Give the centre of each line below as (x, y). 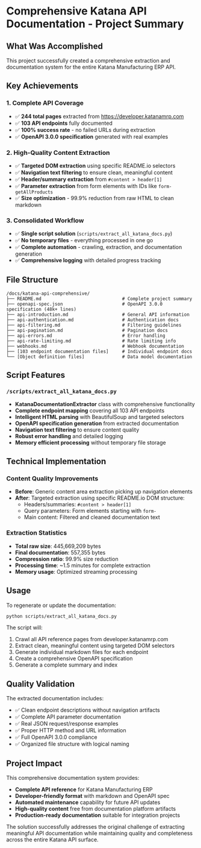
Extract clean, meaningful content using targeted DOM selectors (95, 645)
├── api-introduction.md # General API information (98, 315)
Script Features (36, 375)
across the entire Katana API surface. (52, 840)
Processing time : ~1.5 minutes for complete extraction (82, 565)
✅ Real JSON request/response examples (66, 724)
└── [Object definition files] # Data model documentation (99, 357)
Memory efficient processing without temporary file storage (91, 442)
